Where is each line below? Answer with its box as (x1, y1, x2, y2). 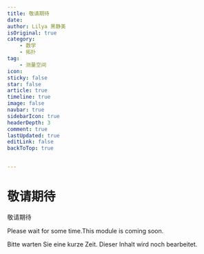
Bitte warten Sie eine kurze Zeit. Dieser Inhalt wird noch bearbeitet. (7, 240, 198, 248)
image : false (7, 100, 45, 107)
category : (7, 36, 36, 43)
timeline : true (7, 94, 51, 101)
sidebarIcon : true (7, 113, 60, 119)
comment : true (7, 126, 48, 133)
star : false (7, 81, 41, 88)
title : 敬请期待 (7, 10, 50, 17)
